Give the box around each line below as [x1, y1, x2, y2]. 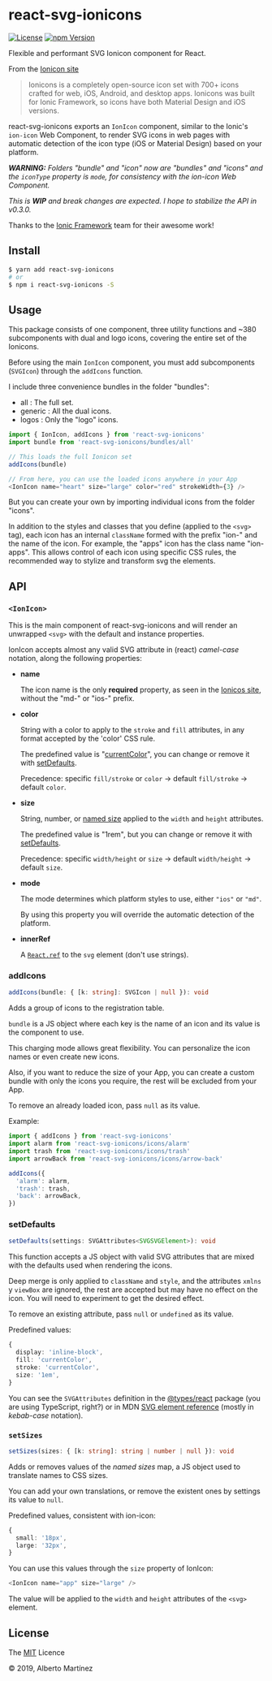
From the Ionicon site [8, 63, 80, 74]
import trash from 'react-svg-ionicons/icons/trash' [8, 1147, 191, 1156]
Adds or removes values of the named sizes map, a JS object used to [8, 1462, 241, 1471]
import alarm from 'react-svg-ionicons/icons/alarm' [8, 1139, 191, 1148]
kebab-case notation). [8, 1411, 84, 1420]
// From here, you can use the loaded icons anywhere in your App [8, 475, 238, 483]
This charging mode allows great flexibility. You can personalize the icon [8, 1044, 251, 1053]
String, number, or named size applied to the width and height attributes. [19, 814, 264, 823]
